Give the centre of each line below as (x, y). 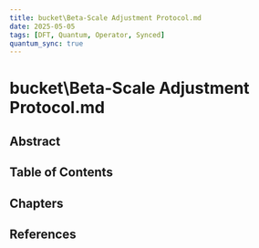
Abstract (35, 141)
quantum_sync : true (47, 43)
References (43, 234)
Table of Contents (62, 173)
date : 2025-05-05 (42, 26)
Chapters (36, 203)
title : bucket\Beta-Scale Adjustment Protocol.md (106, 18)
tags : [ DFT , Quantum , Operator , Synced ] (88, 35)
